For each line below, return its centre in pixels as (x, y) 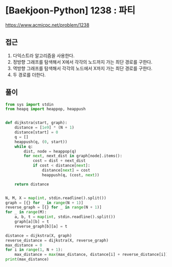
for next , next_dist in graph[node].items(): (73, 156)
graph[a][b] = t (32, 222)
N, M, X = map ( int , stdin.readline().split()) (56, 198)
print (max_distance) (27, 259)
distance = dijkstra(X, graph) (39, 235)
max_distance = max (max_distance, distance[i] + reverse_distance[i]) (91, 255)
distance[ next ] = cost (66, 171)
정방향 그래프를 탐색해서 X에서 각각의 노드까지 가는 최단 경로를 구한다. (82, 62)
